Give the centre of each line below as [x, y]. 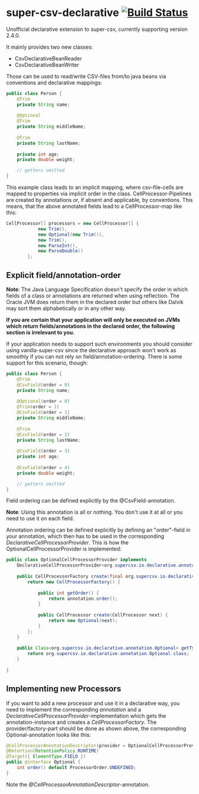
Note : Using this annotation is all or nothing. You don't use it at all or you [94, 512]
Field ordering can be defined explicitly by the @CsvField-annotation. [91, 501]
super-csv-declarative [63, 13]
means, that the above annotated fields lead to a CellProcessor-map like [94, 206]
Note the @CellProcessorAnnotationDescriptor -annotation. [78, 784]
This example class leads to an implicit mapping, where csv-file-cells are [95, 188]
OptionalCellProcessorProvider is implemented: [64, 549]
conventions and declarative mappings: [54, 83]
